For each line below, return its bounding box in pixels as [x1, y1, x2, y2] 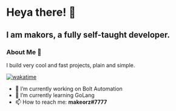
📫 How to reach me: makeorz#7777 [15, 98, 107, 106]
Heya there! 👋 [6, 5, 76, 19]
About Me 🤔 [6, 48, 42, 56]
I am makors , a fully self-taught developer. [6, 30, 171, 40]
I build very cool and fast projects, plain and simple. [6, 61, 135, 69]
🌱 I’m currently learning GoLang [15, 91, 95, 99]
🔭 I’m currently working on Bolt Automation [15, 85, 123, 92]
